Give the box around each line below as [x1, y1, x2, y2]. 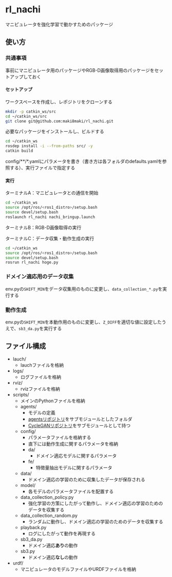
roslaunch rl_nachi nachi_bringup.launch [5, 214, 95, 220]
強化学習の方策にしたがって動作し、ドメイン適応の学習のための [28, 500, 163, 506]
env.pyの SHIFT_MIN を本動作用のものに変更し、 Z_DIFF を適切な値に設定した [5, 319, 162, 325]
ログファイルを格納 [20, 374, 62, 380]
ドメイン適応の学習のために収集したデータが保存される [28, 476, 145, 482]
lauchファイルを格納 [20, 362, 64, 368]
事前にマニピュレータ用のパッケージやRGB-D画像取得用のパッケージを [5, 67, 155, 73]
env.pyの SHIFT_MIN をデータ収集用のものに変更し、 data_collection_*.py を [5, 285, 163, 292]
